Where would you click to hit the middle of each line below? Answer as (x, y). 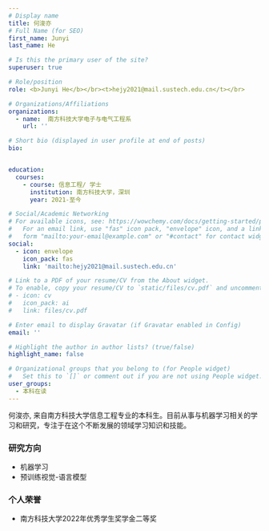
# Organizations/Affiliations (59, 104)
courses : (30, 177)
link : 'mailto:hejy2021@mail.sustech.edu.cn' (100, 266)
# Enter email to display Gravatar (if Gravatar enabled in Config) (125, 325)
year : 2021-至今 (55, 200)
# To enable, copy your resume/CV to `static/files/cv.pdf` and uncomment (136, 288)
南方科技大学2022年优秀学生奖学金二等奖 (88, 519)
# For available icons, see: (57, 221)
